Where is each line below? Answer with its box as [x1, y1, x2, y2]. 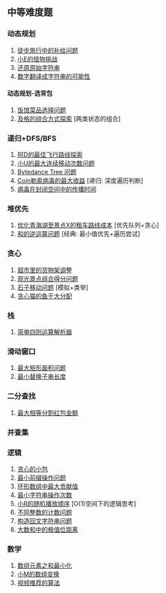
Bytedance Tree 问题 [17, 168, 77, 176]
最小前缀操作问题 [17, 473, 66, 482]
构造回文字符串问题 [17, 516, 73, 524]
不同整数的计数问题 [17, 508, 73, 516]
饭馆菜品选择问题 [17, 106, 66, 114]
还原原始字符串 [17, 63, 60, 71]
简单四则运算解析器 [17, 328, 73, 336]
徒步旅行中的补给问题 [17, 46, 78, 54]
